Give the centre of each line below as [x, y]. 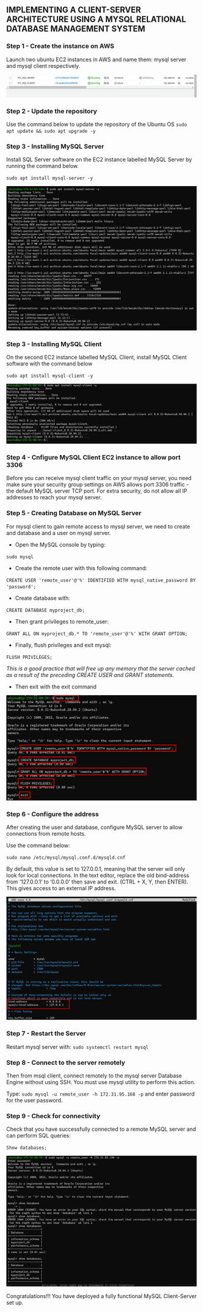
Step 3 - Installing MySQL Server [55, 146]
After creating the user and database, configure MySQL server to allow [95, 827]
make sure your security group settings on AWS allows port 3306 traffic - [98, 485]
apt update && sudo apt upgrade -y [51, 132]
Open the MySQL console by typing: [60, 544]
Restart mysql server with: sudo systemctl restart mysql [78, 1047]
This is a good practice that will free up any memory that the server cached [101, 668]
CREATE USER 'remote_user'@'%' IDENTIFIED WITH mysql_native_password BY [101, 580]
